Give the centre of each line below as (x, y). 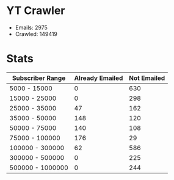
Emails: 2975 (31, 27)
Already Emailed (99, 78)
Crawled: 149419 (36, 34)
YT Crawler (36, 11)
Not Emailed (147, 78)
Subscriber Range (39, 78)
